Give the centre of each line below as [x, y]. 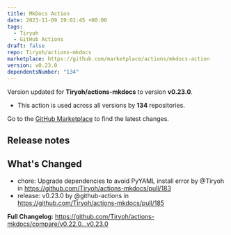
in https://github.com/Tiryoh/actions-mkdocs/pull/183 [94, 188]
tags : [15, 26]
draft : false [26, 46]
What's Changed [45, 164]
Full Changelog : [30, 216]
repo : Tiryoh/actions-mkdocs [49, 53]
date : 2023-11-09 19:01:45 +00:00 [57, 20]
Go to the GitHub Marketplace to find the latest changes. [88, 118]
